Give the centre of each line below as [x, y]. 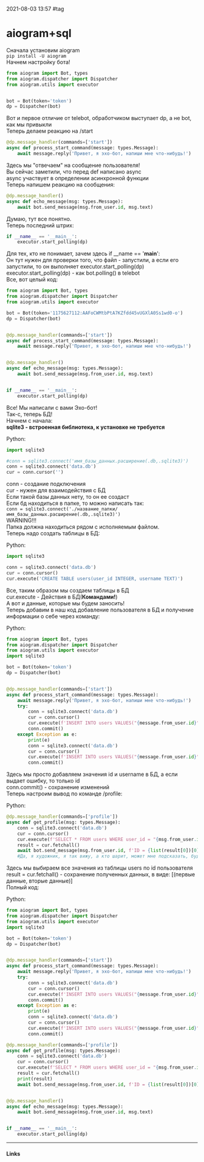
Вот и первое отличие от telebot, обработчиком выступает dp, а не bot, [99, 118]
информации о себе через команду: [53, 616]
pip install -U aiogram [36, 56]
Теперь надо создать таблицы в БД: [53, 533]
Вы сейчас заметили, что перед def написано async [74, 171]
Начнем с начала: [29, 420]
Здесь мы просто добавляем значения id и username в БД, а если [92, 774]
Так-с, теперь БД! [29, 414]
